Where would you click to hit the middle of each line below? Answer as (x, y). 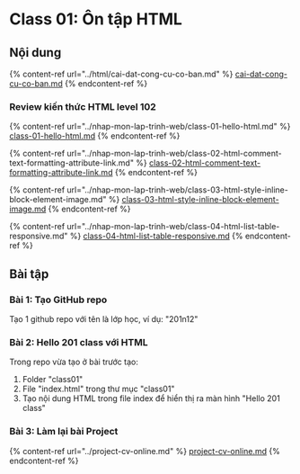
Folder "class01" (53, 380)
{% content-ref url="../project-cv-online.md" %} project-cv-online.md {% (145, 451)
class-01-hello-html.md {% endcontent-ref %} (95, 136)
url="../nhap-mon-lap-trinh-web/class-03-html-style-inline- (178, 190)
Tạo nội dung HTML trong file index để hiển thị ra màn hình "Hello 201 (151, 398)
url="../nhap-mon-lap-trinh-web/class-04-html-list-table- (173, 227)
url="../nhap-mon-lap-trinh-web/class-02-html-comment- (174, 154)
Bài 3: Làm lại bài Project (64, 432)
